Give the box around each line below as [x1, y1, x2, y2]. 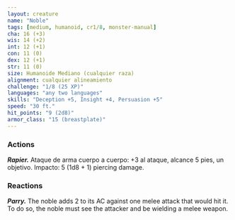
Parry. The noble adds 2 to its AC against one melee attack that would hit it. [7, 197, 229, 206]
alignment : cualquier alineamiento [7, 76, 113, 84]
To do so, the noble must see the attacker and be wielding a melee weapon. [7, 204, 229, 213]
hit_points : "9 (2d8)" [7, 109, 74, 116]
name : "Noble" [7, 17, 50, 24]
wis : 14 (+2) [7, 37, 46, 44]
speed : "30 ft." [7, 103, 55, 110]
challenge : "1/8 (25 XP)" [7, 83, 84, 90]
